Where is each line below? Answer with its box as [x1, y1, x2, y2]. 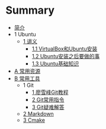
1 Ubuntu [14, 30, 36, 37]
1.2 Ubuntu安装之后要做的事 [31, 52, 100, 59]
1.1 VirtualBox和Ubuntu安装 [31, 45, 98, 52]
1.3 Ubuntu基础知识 [31, 60, 79, 67]
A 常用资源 [14, 67, 41, 74]
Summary [5, 4, 54, 17]
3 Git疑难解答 [31, 103, 65, 111]
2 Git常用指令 [31, 96, 65, 103]
